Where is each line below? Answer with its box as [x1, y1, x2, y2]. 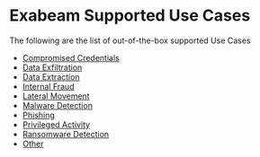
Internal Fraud [22, 81, 75, 92]
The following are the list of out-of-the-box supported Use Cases [9, 35, 251, 46]
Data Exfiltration [22, 62, 83, 73]
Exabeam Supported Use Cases [9, 5, 251, 26]
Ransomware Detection [22, 128, 110, 139]
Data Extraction [22, 71, 80, 82]
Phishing [22, 109, 56, 120]
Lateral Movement [22, 91, 90, 101]
